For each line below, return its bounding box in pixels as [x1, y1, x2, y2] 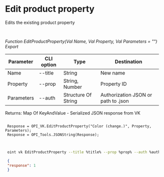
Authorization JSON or [100, 91, 152, 98]
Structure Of [63, 91, 92, 98]
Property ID [100, 80, 127, 87]
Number [63, 83, 82, 90]
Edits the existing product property [5, 20, 75, 25]
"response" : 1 [7, 163, 36, 168]
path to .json [100, 98, 129, 104]
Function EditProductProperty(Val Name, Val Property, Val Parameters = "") [5, 38, 158, 44]
